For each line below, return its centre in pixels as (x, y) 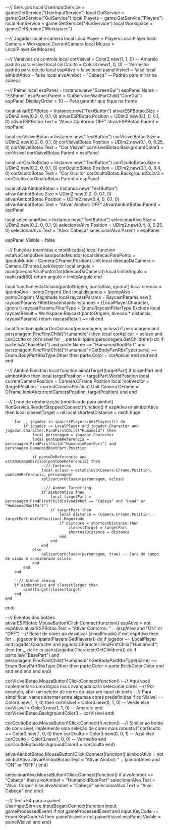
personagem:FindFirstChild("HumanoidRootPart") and (61, 444)
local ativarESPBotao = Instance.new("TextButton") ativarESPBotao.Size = (82, 111)
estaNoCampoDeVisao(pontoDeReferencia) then (53, 461)
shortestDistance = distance (99, 532)
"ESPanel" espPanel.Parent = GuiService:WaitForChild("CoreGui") (74, 96)
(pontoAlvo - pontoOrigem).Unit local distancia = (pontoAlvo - (69, 292)
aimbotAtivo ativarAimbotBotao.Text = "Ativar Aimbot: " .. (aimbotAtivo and (83, 760)
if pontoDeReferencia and (59, 457)
